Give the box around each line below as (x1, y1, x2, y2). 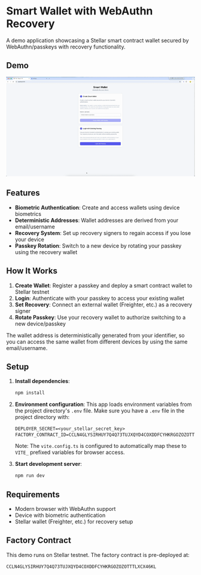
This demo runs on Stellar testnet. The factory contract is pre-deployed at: (6, 551, 190, 558)
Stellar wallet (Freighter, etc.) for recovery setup (14, 517, 133, 525)
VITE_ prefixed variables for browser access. (14, 448, 125, 456)
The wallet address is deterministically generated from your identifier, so (6, 332, 185, 339)
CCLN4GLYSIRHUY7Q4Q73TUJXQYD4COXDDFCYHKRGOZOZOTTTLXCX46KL (6, 564, 157, 570)
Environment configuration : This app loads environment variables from (14, 401, 193, 408)
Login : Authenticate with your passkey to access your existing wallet (14, 294, 184, 302)
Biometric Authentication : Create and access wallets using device (14, 204, 180, 211)
